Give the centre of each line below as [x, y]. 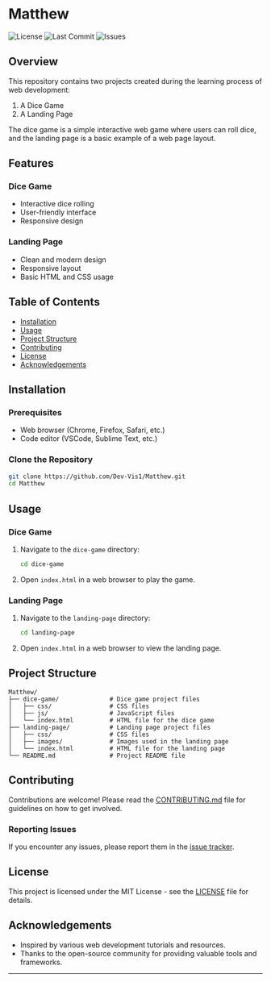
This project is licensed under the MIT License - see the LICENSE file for [128, 891]
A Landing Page [46, 114]
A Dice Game [42, 105]
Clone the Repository [51, 460]
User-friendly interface [58, 212]
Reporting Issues [42, 829]
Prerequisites [35, 412]
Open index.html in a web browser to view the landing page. [121, 648]
